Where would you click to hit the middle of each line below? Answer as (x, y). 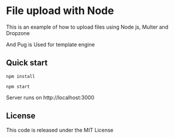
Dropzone (18, 33)
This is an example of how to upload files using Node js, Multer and (87, 27)
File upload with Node (60, 11)
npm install (21, 76)
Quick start (27, 63)
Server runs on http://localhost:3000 (50, 97)
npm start (18, 87)
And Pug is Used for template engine (50, 44)
